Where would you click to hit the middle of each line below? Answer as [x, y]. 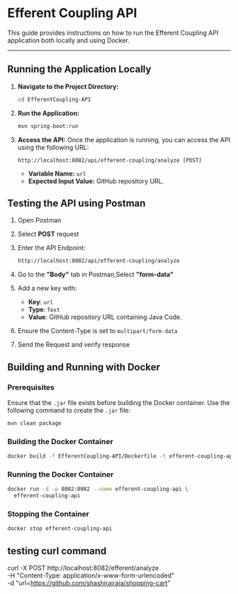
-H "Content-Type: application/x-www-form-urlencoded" [91, 575]
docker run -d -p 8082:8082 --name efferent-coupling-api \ [98, 489]
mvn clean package [34, 423]
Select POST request [48, 234]
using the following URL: [53, 147]
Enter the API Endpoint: [52, 248]
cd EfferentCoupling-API [54, 99]
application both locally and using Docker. [68, 40]
